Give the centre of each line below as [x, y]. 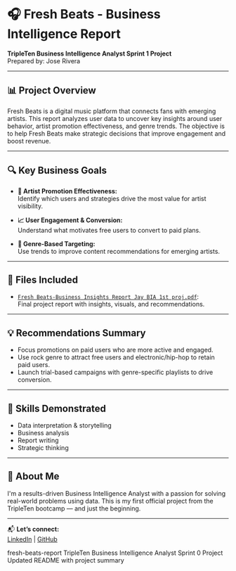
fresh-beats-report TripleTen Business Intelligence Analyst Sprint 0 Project [115, 553]
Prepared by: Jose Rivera [44, 60]
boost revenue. [29, 141]
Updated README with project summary [66, 560]
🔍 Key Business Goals [57, 171]
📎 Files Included [43, 280]
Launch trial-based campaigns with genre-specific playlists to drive [115, 372]
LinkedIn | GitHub [32, 539]
